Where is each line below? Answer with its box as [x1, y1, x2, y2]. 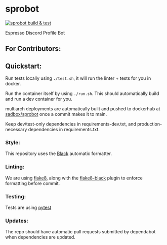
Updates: [5, 217, 29, 224]
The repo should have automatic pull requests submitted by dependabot [5, 229, 156, 235]
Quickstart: [5, 62, 42, 70]
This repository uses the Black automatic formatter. [5, 150, 112, 157]
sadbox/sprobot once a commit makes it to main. [5, 111, 107, 117]
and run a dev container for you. [5, 96, 72, 102]
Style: [5, 139, 20, 146]
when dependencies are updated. [5, 234, 76, 240]
